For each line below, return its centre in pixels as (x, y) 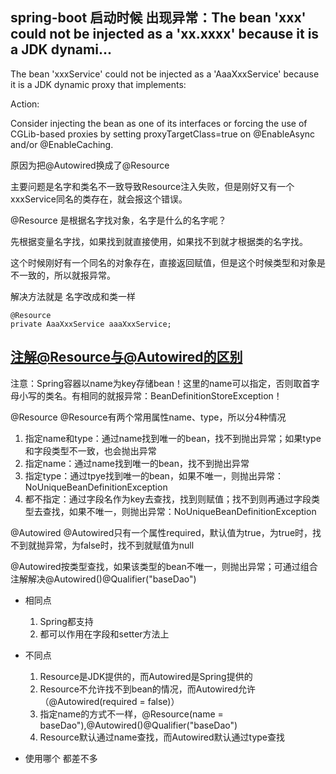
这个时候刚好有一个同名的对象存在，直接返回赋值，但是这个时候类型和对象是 (168, 262)
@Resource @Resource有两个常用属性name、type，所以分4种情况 (148, 417)
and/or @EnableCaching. (62, 144)
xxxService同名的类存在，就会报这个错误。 (99, 199)
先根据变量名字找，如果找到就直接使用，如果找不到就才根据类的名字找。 (159, 241)
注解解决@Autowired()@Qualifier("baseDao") (103, 579)
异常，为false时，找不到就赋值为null (119, 545)
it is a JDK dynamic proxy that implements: (98, 84)
